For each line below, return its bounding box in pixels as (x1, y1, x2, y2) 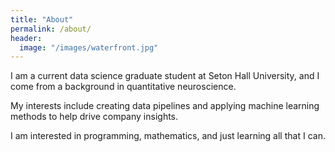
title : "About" (10, 14, 74, 25)
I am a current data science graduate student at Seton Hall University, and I (10, 70, 320, 82)
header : (10, 33, 43, 43)
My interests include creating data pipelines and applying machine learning (10, 100, 320, 112)
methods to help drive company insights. (10, 111, 179, 123)
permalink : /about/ (10, 24, 92, 34)
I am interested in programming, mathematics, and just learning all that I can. (10, 130, 326, 142)
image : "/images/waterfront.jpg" (19, 42, 159, 53)
